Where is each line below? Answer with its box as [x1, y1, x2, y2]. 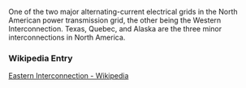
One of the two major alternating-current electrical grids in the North [8, 7, 238, 16]
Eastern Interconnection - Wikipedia [8, 71, 129, 81]
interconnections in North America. [8, 32, 126, 42]
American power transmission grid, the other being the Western [8, 15, 222, 25]
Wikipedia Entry [8, 52, 73, 64]
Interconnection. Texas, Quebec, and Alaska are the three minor [8, 24, 222, 33]
